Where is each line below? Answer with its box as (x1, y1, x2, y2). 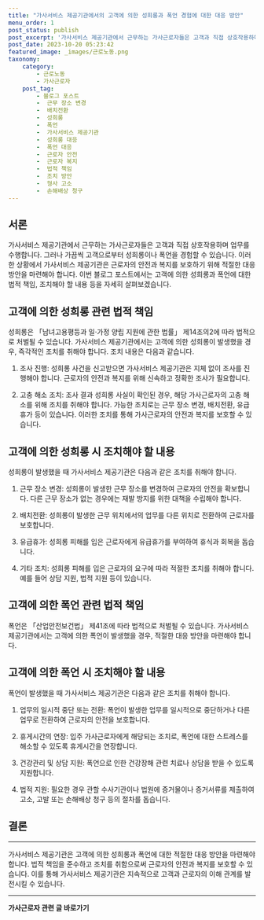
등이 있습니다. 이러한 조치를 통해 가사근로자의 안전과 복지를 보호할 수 (34, 410, 244, 419)
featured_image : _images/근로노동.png (8, 48, 129, 56)
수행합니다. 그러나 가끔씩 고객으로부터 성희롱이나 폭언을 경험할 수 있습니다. (8, 250, 237, 259)
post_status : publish (8, 26, 79, 34)
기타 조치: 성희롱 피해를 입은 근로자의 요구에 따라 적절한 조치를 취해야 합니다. (19, 564, 255, 573)
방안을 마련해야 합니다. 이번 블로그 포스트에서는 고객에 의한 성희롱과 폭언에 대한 (8, 270, 251, 279)
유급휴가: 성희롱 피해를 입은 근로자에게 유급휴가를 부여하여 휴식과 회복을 (19, 537, 240, 546)
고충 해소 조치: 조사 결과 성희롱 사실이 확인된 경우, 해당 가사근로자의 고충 (19, 390, 242, 399)
